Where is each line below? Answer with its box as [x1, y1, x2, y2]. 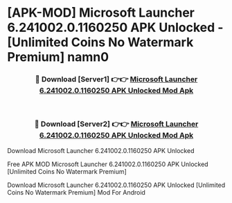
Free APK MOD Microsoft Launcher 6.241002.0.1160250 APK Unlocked [7, 160, 209, 168]
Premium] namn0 [7, 49, 109, 65]
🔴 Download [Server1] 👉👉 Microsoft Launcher [35, 74, 198, 84]
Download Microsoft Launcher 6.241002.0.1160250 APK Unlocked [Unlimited [7, 181, 226, 189]
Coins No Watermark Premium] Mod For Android [7, 188, 145, 196]
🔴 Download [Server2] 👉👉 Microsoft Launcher [34, 120, 199, 129]
